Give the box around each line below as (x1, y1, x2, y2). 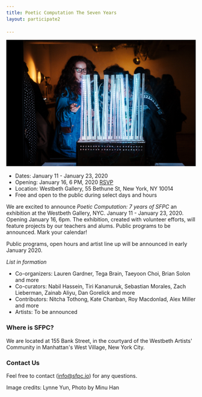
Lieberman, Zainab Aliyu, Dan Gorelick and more (14, 289, 135, 297)
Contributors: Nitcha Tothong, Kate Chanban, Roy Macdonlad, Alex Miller (14, 295, 196, 303)
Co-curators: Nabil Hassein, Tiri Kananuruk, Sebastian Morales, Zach (14, 283, 186, 290)
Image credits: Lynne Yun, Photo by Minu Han (6, 384, 120, 391)
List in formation (6, 259, 47, 266)
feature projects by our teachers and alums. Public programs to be (6, 223, 171, 230)
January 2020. (6, 247, 43, 254)
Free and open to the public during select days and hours (14, 191, 158, 198)
